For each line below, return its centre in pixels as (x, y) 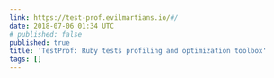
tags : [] (26, 59)
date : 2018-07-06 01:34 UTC (62, 26)
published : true (40, 43)
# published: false (46, 34)
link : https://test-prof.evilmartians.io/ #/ (94, 17)
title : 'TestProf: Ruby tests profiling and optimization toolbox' (138, 51)
